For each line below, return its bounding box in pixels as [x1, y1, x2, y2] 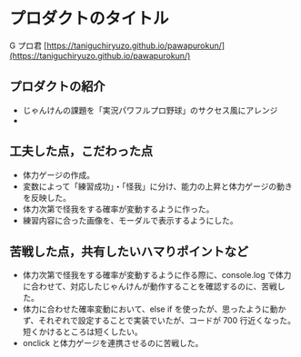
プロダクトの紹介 [9, 79, 105, 94]
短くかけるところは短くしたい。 [22, 326, 143, 337]
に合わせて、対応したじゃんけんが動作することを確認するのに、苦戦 [22, 281, 277, 292]
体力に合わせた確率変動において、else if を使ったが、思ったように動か [22, 303, 286, 314]
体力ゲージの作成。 [22, 169, 95, 180]
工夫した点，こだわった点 [9, 144, 153, 159]
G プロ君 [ [9, 40, 47, 51]
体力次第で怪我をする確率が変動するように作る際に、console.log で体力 [22, 270, 292, 281]
